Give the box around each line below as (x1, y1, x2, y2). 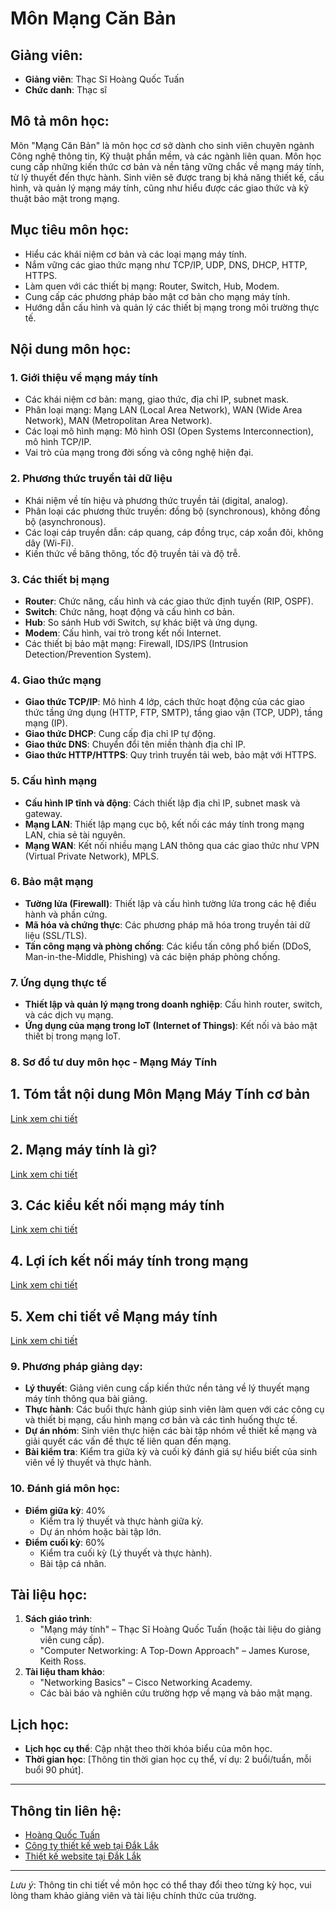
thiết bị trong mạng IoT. (24, 1030, 122, 1042)
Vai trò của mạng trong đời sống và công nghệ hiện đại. (24, 447, 254, 459)
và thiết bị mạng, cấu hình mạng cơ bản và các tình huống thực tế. (24, 1414, 298, 1426)
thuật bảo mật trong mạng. (10, 192, 120, 204)
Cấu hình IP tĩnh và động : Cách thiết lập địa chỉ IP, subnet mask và (24, 797, 301, 809)
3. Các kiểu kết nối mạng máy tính (10, 1197, 225, 1214)
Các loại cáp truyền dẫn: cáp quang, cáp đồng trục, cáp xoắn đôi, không (24, 526, 324, 538)
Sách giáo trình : (24, 1613, 93, 1625)
